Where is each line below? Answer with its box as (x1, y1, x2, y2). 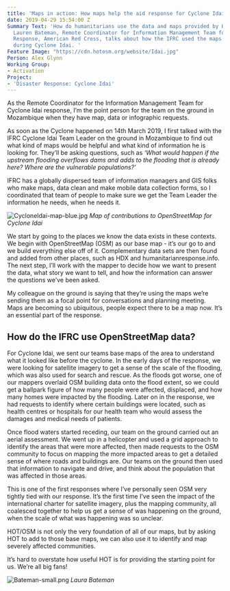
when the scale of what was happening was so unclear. (7, 514, 164, 522)
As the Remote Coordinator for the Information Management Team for (7, 99, 204, 107)
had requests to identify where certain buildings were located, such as (7, 400, 206, 409)
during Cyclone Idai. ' (13, 42, 81, 49)
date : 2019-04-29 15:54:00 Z (7, 16, 90, 23)
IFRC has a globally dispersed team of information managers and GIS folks (7, 176, 217, 185)
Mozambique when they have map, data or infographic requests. (7, 114, 190, 122)
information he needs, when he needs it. (7, 198, 121, 206)
